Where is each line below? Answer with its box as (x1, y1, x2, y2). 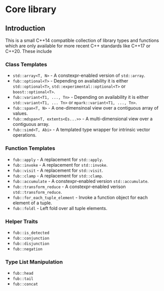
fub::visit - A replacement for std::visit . (12, 167, 103, 173)
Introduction (5, 24, 46, 33)
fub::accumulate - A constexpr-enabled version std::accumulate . (12, 178, 149, 184)
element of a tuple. (12, 200, 52, 206)
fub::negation (12, 246, 43, 252)
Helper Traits (5, 218, 38, 225)
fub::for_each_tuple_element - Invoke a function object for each (12, 194, 148, 200)
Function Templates (5, 145, 55, 152)
